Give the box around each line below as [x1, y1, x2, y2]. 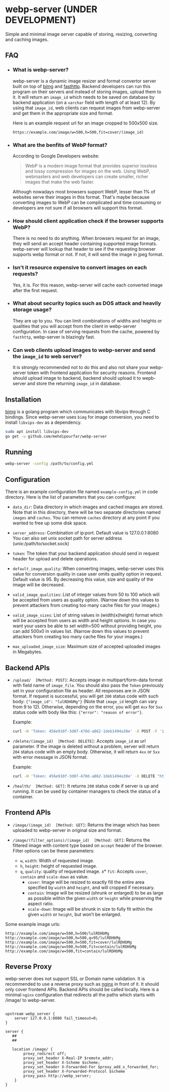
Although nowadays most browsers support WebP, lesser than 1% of [12, 188, 155, 194]
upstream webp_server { [5, 1012, 55, 1017]
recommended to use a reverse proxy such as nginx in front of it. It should [5, 981, 159, 987]
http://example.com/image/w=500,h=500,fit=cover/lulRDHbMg [5, 940, 132, 945]
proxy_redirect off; [23, 1051, 67, 1057]
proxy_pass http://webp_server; [23, 1073, 92, 1079]
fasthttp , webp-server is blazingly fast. [12, 334, 95, 340]
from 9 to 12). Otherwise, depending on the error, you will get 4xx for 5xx [12, 704, 163, 710]
